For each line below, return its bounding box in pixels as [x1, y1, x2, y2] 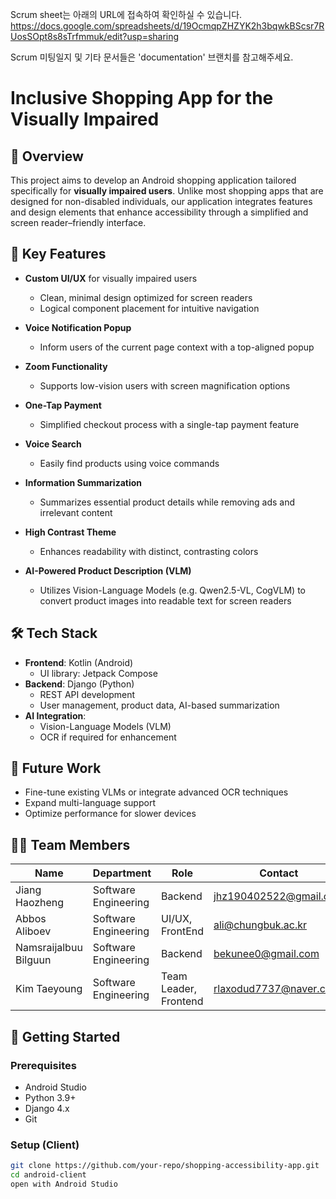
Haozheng [15, 896, 65, 910]
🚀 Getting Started [10, 1028, 121, 1045]
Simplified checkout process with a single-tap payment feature [39, 418, 300, 430]
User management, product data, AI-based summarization [39, 699, 280, 711]
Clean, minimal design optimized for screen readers [39, 291, 253, 303]
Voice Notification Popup [24, 321, 132, 333]
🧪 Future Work [10, 760, 102, 777]
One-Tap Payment [24, 399, 102, 411]
